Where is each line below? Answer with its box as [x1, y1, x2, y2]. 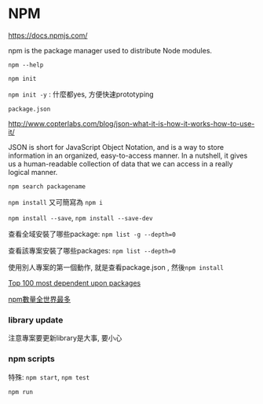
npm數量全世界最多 [8, 294, 71, 304]
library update [8, 315, 64, 326]
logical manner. [8, 167, 58, 177]
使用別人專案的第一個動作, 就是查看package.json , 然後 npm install [8, 262, 224, 271]
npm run [8, 388, 34, 396]
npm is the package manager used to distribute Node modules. [8, 45, 213, 55]
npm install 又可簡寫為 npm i [8, 197, 104, 206]
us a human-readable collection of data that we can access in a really [8, 158, 233, 169]
